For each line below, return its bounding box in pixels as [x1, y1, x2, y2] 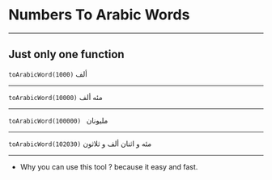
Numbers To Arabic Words [8, 6, 190, 24]
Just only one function [8, 48, 125, 61]
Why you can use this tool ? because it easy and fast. [19, 161, 198, 171]
